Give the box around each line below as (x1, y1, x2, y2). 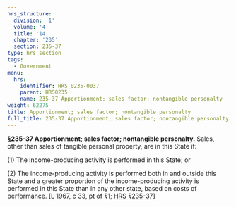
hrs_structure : (7, 10, 52, 18)
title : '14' (13, 30, 49, 37)
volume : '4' (13, 23, 49, 30)
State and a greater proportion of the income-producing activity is (7, 177, 200, 185)
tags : (7, 56, 23, 63)
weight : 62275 (7, 102, 49, 109)
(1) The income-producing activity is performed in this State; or (7, 156, 191, 164)
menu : (7, 69, 23, 76)
